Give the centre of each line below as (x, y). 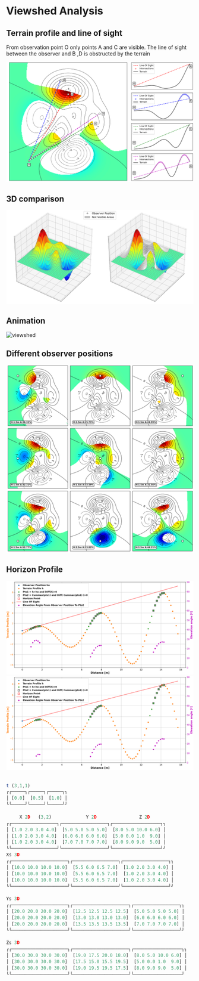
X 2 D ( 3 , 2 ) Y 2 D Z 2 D (85, 817)
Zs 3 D (13, 943)
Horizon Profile (35, 570)
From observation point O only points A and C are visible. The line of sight (97, 47)
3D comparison (35, 199)
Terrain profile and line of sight (64, 33)
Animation (26, 321)
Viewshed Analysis (55, 11)
